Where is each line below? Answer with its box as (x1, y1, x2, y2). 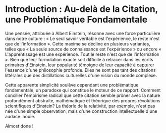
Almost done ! (5, 123, 34, 129)
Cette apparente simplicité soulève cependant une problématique (5, 82, 139, 88)
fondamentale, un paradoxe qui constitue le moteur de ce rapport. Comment (5, 87, 161, 93)
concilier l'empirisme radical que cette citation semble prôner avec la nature (5, 92, 160, 98)
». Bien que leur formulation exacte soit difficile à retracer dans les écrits (5, 56, 154, 62)
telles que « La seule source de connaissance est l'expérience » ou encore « (5, 46, 162, 52)
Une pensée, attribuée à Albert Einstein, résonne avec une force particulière (5, 30, 161, 36)
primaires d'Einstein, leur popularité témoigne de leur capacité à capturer (5, 62, 155, 68)
